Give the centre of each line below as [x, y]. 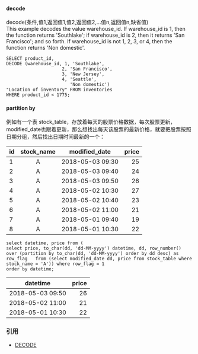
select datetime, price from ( [45, 243]
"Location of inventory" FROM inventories [59, 90]
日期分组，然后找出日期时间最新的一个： [55, 137]
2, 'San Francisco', [87, 69]
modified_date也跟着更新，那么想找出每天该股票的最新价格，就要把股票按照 [99, 129]
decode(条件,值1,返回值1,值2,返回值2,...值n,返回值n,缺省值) [77, 22]
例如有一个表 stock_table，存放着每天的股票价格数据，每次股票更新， [91, 122]
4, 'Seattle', [79, 79]
